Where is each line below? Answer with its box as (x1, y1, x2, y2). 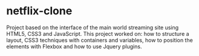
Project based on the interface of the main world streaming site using (6, 24, 179, 31)
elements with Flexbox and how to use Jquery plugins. (6, 43, 142, 50)
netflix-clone (6, 4, 73, 18)
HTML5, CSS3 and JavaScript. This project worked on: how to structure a (6, 30, 189, 37)
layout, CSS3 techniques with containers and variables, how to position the (6, 36, 194, 43)
